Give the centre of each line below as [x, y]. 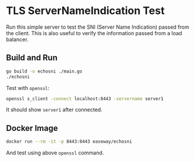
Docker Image [32, 128]
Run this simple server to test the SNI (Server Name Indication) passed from [97, 27]
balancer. [17, 39]
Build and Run [32, 58]
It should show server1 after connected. [54, 110]
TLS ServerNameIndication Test [85, 11]
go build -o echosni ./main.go [44, 71]
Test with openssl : [28, 88]
